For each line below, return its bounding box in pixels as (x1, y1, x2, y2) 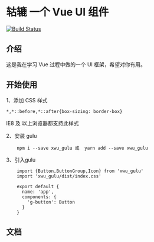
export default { (17, 183, 60, 189)
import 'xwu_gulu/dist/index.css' (17, 173, 101, 179)
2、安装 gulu (6, 132, 37, 139)
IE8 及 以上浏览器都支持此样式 (6, 120, 79, 127)
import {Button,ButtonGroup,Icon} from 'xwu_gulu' (17, 168, 144, 174)
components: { (21, 193, 57, 200)
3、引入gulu (6, 156, 36, 163)
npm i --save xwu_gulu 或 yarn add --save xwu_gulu (17, 145, 149, 151)
